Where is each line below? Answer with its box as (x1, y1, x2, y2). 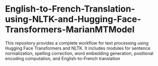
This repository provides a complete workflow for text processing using (5, 40, 149, 46)
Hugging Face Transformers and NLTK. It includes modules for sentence (5, 45, 151, 51)
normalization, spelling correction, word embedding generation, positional (5, 50, 154, 56)
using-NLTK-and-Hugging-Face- (5, 14, 141, 25)
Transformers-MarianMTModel (5, 24, 135, 35)
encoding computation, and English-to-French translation (5, 55, 120, 61)
